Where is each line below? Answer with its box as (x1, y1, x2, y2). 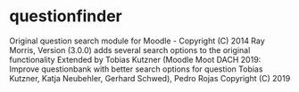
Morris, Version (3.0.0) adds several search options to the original (9, 44, 251, 55)
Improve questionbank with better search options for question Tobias (9, 64, 263, 74)
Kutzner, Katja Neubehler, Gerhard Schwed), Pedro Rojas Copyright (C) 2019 (9, 73, 291, 83)
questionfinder (9, 6, 123, 27)
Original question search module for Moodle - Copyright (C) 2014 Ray (9, 35, 265, 46)
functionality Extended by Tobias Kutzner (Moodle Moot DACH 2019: (9, 54, 262, 65)
